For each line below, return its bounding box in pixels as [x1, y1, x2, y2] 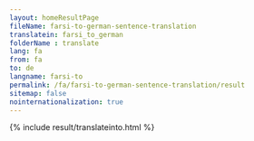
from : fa [9, 55, 43, 64]
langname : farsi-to [9, 72, 83, 81]
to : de [9, 64, 34, 73]
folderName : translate [9, 38, 100, 48]
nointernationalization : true [9, 97, 124, 107]
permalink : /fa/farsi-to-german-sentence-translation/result [9, 80, 246, 89]
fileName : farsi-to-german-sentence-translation [9, 22, 197, 31]
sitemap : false [9, 89, 67, 98]
